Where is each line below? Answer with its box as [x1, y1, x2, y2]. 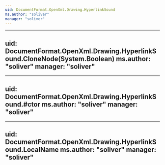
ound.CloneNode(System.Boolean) [5, 55, 115, 63]
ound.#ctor [5, 100, 41, 108]
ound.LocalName [5, 146, 59, 154]
